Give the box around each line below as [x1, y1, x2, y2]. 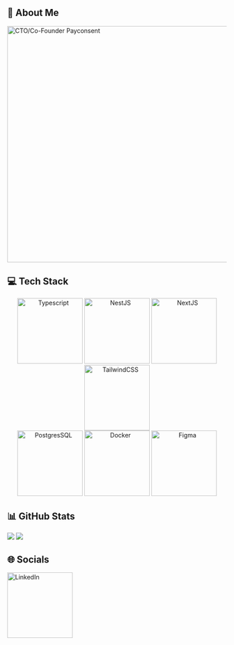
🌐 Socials [7, 553, 50, 565]
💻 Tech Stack [7, 275, 69, 287]
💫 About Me [7, 7, 59, 19]
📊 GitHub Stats [7, 511, 75, 523]
